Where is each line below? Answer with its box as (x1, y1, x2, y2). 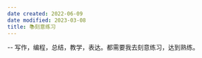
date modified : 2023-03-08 (7, 17, 86, 24)
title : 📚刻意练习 (7, 23, 56, 30)
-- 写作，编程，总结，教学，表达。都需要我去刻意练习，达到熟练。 (7, 43, 199, 52)
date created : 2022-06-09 (7, 10, 83, 17)
